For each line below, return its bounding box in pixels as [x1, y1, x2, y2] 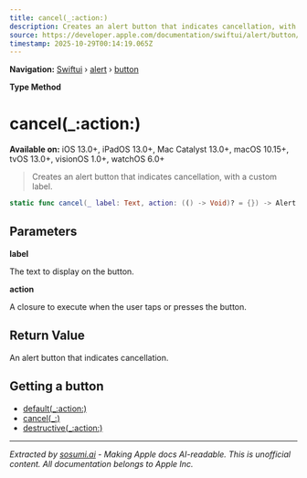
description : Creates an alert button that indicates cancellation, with [9, 22, 297, 31]
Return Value [9, 328, 85, 344]
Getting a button [9, 378, 104, 394]
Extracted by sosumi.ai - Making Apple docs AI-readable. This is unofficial [9, 449, 291, 460]
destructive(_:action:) [22, 422, 103, 433]
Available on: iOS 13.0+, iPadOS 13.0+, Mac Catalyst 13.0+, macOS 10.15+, [9, 143, 290, 155]
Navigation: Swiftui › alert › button [9, 64, 139, 75]
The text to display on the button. [9, 266, 134, 277]
